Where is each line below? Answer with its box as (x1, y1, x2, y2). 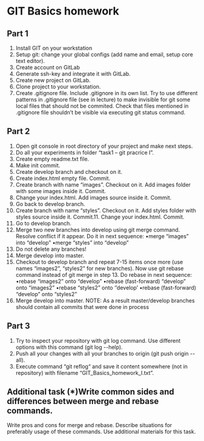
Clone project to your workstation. (15, 83, 101, 90)
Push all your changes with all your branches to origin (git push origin (15, 350, 189, 357)
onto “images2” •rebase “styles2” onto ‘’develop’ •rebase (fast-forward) (15, 283, 196, 291)
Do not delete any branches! (15, 245, 87, 253)
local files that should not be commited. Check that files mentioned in (15, 102, 189, 110)
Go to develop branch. (15, 219, 72, 227)
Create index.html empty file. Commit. (15, 174, 111, 182)
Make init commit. (15, 162, 61, 169)
